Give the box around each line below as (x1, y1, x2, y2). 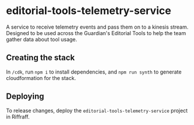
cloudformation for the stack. (6, 74, 76, 81)
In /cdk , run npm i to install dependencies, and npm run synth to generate (6, 68, 182, 75)
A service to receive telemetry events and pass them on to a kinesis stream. (6, 23, 189, 30)
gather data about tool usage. (6, 36, 78, 43)
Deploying (6, 92, 44, 102)
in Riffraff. (6, 113, 30, 120)
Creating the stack (6, 53, 75, 62)
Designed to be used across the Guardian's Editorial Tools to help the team (6, 29, 186, 36)
